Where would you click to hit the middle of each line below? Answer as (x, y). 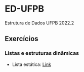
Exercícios (22, 39)
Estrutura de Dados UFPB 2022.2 (39, 23)
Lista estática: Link (32, 64)
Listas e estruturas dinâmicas (42, 53)
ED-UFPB (24, 9)
